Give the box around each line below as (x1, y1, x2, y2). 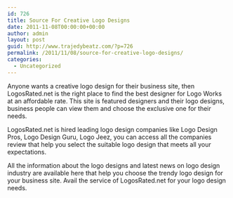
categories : (7, 56, 42, 63)
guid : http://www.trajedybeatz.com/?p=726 (7, 43, 133, 50)
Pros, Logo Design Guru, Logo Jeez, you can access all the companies (7, 133, 212, 141)
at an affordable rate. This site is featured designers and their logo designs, (7, 96, 225, 105)
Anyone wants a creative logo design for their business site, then (7, 81, 195, 90)
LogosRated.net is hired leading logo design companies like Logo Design (7, 125, 218, 133)
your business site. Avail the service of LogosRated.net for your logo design (7, 176, 227, 185)
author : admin (7, 29, 49, 37)
